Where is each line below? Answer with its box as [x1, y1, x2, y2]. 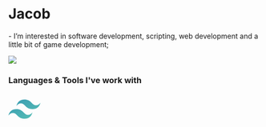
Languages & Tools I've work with [8, 74, 142, 85]
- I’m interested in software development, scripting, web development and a [8, 31, 259, 41]
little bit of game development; [8, 39, 110, 49]
